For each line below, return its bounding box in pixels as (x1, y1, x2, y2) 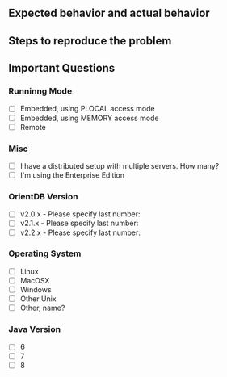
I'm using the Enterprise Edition (19, 170, 125, 180)
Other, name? (19, 303, 65, 313)
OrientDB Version (8, 191, 78, 202)
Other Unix (19, 294, 57, 304)
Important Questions (8, 61, 116, 75)
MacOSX (19, 275, 50, 285)
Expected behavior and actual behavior (8, 6, 210, 20)
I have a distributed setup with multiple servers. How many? (19, 161, 220, 170)
